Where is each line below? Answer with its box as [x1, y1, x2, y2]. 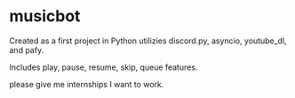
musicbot [9, 6, 81, 26]
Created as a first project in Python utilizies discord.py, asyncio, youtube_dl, [9, 35, 287, 46]
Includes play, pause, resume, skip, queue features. [9, 62, 198, 72]
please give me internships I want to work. [9, 79, 164, 89]
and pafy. [9, 44, 44, 55]
